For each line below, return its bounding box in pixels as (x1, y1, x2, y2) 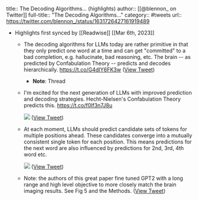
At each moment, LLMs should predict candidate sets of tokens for (23, 126, 187, 133)
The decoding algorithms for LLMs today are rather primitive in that (23, 41, 188, 48)
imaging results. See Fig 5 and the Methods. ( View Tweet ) (23, 187, 166, 194)
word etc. (23, 151, 48, 158)
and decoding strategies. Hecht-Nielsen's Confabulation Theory (23, 95, 181, 102)
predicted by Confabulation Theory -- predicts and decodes (23, 60, 171, 67)
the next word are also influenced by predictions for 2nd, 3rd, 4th (23, 145, 184, 151)
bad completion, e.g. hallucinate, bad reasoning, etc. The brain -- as (23, 54, 191, 60)
